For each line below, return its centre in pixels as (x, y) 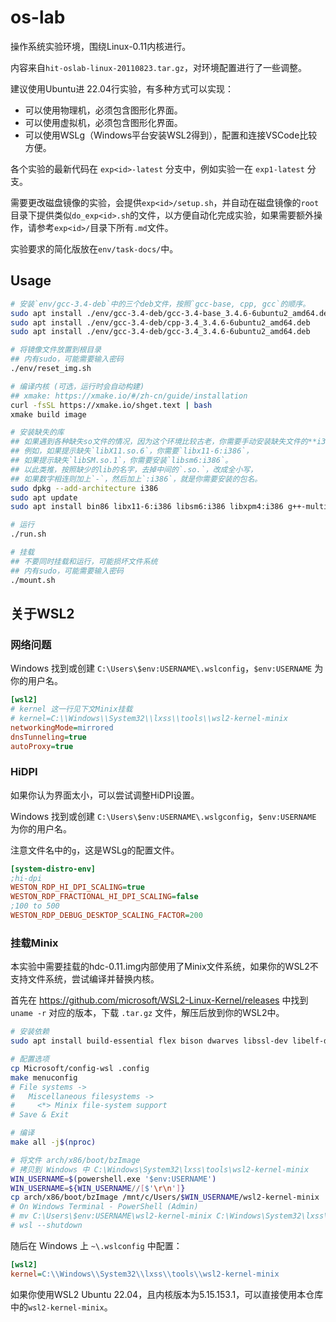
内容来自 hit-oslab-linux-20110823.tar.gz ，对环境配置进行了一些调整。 (158, 67)
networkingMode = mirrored (62, 727)
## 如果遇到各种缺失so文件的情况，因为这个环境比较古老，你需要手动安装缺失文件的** (164, 442)
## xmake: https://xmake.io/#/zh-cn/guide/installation (129, 396)
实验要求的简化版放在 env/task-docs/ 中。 (94, 248)
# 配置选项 (30, 1059)
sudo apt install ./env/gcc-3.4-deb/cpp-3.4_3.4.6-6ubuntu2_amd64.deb (160, 322)
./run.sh (28, 534)
